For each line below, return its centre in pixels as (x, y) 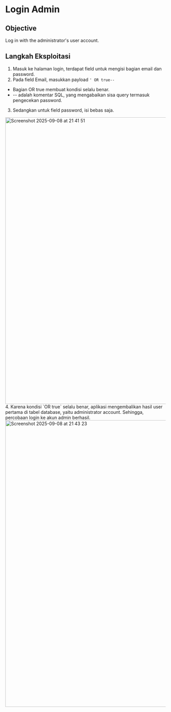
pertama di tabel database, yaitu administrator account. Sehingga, (75, 412)
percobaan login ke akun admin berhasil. (48, 417)
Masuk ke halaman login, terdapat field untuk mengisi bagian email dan (87, 69)
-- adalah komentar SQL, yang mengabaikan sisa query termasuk (81, 95)
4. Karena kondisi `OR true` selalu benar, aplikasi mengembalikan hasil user (84, 407)
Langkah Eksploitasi (38, 56)
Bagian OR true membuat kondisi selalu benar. (61, 89)
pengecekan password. (37, 100)
